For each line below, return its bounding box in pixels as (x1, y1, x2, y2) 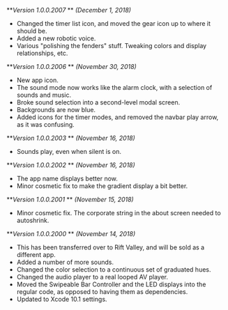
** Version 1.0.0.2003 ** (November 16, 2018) (6, 134, 135, 142)
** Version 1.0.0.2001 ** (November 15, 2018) (6, 195, 134, 203)
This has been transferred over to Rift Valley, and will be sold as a (16, 243, 205, 251)
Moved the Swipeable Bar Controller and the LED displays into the (16, 280, 206, 288)
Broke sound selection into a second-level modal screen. (16, 98, 181, 107)
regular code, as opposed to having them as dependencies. (16, 288, 188, 295)
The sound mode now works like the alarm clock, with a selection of (16, 84, 213, 91)
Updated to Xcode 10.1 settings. (16, 295, 107, 303)
